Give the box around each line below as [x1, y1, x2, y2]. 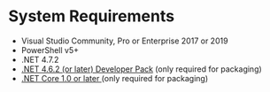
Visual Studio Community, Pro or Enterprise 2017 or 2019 [20, 35, 228, 46]
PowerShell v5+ [20, 44, 80, 55]
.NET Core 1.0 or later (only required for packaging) [20, 73, 209, 83]
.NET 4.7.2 [20, 54, 59, 65]
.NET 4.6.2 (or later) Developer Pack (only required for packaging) [20, 64, 262, 74]
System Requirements [8, 6, 174, 27]
